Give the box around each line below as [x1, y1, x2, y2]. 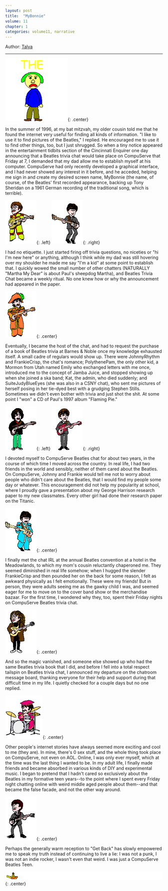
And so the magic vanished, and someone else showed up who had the [5, 659, 152, 665]
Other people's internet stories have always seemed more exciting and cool [5, 744, 161, 750]
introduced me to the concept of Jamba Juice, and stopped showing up [5, 369, 153, 376]
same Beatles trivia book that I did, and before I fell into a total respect [5, 664, 150, 670]
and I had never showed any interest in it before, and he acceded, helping [5, 169, 157, 175]
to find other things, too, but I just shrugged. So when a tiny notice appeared [5, 142, 162, 148]
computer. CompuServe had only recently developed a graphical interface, [5, 164, 159, 170]
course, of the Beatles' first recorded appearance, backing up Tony [5, 180, 144, 186]
